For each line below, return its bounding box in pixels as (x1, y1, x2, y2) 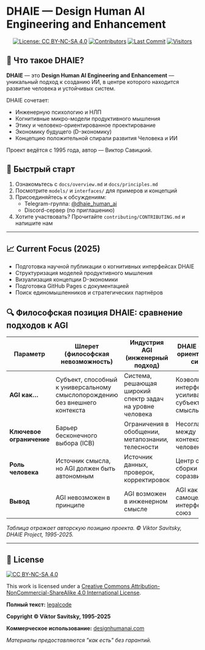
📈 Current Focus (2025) (6, 243, 101, 254)
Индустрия (130, 338, 164, 347)
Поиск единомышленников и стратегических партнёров (15, 289, 164, 297)
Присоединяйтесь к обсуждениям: (15, 193, 107, 200)
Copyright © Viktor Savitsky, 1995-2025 (6, 613, 111, 620)
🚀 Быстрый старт (6, 164, 75, 175)
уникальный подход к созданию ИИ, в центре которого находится (6, 78, 179, 85)
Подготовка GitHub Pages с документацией (15, 282, 129, 290)
